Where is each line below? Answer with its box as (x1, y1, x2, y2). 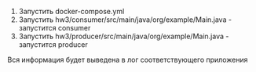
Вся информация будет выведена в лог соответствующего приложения (7, 55, 248, 64)
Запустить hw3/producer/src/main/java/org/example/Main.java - (18, 31, 229, 41)
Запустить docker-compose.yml (18, 7, 125, 16)
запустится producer (18, 40, 88, 49)
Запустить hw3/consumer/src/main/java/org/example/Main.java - (18, 15, 232, 24)
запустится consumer (18, 23, 91, 32)
